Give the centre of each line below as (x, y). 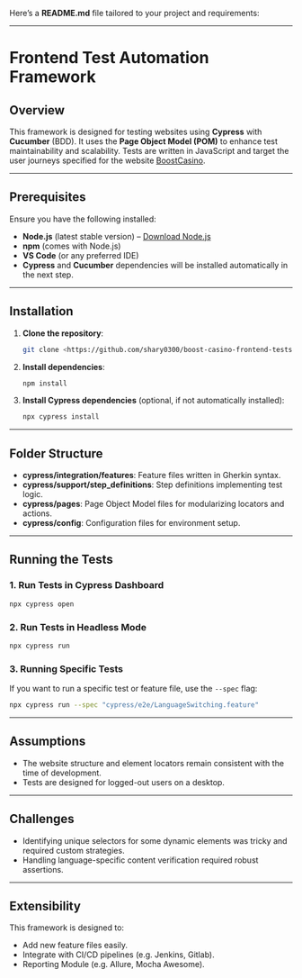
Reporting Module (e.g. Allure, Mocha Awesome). (113, 964)
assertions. (43, 869)
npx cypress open (42, 604)
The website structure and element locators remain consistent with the (153, 763)
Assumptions (48, 742)
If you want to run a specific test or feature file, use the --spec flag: (133, 689)
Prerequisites (48, 197)
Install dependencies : (63, 367)
